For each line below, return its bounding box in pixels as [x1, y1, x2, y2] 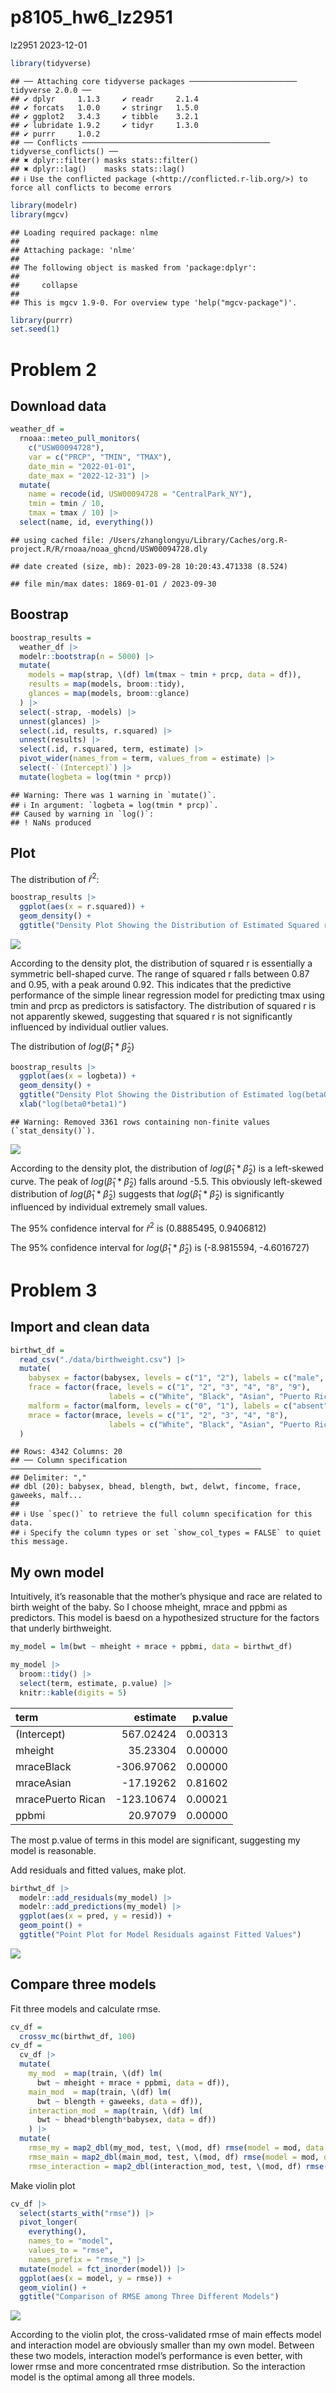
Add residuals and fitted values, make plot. [10, 1864, 187, 1876]
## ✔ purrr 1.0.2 [10, 129, 101, 139]
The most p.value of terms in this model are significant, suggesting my [10, 1834, 301, 1846]
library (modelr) [10, 200, 78, 210]
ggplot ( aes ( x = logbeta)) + [19, 1071, 137, 1081]
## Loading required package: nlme [10, 227, 159, 238]
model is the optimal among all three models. [10, 2371, 196, 2383]
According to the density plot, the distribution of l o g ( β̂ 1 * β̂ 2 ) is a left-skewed [10, 1162, 324, 1176]
